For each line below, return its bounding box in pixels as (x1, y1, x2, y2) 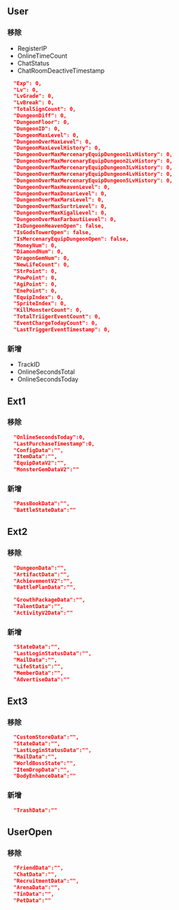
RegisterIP (17, 44, 47, 52)
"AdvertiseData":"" (13, 676, 70, 683)
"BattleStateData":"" (13, 507, 77, 514)
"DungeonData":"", (13, 564, 68, 571)
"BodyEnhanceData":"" (13, 773, 77, 780)
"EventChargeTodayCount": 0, (13, 320, 98, 327)
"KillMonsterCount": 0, (13, 307, 82, 314)
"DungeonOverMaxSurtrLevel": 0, (13, 203, 108, 210)
